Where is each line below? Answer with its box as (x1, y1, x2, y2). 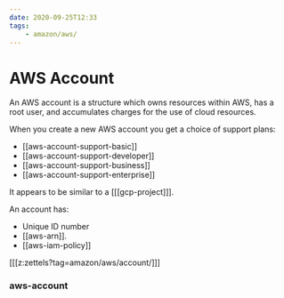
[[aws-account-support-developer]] (21, 150, 155, 161)
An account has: (9, 204, 69, 214)
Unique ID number (21, 221, 90, 232)
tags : (9, 21, 29, 30)
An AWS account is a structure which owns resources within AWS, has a (9, 97, 274, 108)
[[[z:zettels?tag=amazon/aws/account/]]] (9, 257, 160, 268)
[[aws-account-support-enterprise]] (21, 170, 156, 181)
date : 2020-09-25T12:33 (9, 12, 98, 22)
